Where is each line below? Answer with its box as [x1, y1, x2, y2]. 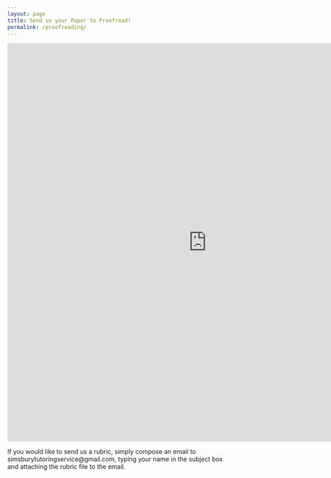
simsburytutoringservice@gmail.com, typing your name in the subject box [7, 455, 223, 464]
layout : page [7, 10, 46, 18]
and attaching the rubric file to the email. [7, 462, 126, 471]
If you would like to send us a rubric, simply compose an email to [7, 448, 197, 456]
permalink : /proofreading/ [7, 23, 87, 30]
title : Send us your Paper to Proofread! [7, 17, 132, 24]
